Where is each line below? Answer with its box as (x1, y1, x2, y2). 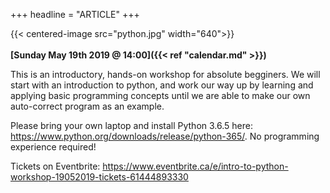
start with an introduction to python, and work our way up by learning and (10, 79, 314, 91)
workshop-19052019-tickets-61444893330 (10, 171, 189, 183)
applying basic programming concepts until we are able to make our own (10, 90, 311, 101)
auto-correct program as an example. (10, 100, 165, 112)
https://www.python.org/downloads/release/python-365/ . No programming (10, 130, 320, 142)
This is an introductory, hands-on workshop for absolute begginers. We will (10, 69, 321, 80)
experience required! (10, 141, 97, 153)
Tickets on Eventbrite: (10, 160, 101, 172)
